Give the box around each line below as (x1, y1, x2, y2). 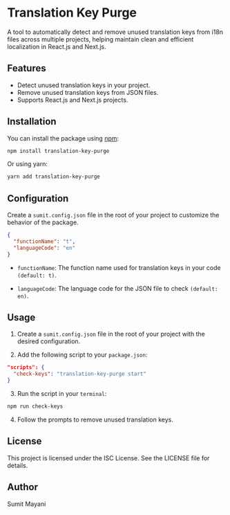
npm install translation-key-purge (7, 147, 110, 154)
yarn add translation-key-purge (7, 173, 100, 181)
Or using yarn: (7, 160, 48, 168)
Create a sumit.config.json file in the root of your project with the (17, 330, 205, 338)
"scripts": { (7, 364, 45, 371)
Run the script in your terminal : (17, 390, 107, 398)
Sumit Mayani (7, 500, 46, 508)
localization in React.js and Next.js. (7, 42, 107, 51)
